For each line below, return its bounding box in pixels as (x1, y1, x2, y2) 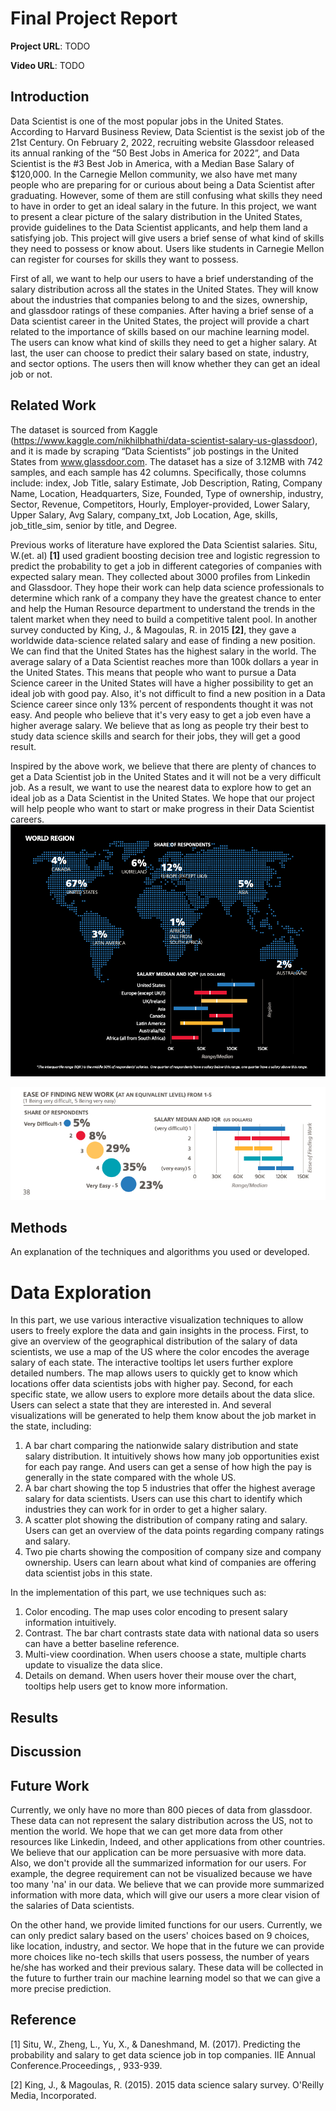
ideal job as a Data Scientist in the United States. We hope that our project (10, 792, 315, 804)
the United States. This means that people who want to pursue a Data (10, 666, 297, 678)
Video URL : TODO (10, 59, 85, 71)
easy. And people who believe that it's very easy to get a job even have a (10, 708, 312, 721)
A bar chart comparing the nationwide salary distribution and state (24, 1440, 299, 1452)
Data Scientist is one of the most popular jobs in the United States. (10, 115, 284, 127)
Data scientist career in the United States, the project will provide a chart (10, 315, 310, 327)
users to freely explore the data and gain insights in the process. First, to (10, 1325, 309, 1337)
